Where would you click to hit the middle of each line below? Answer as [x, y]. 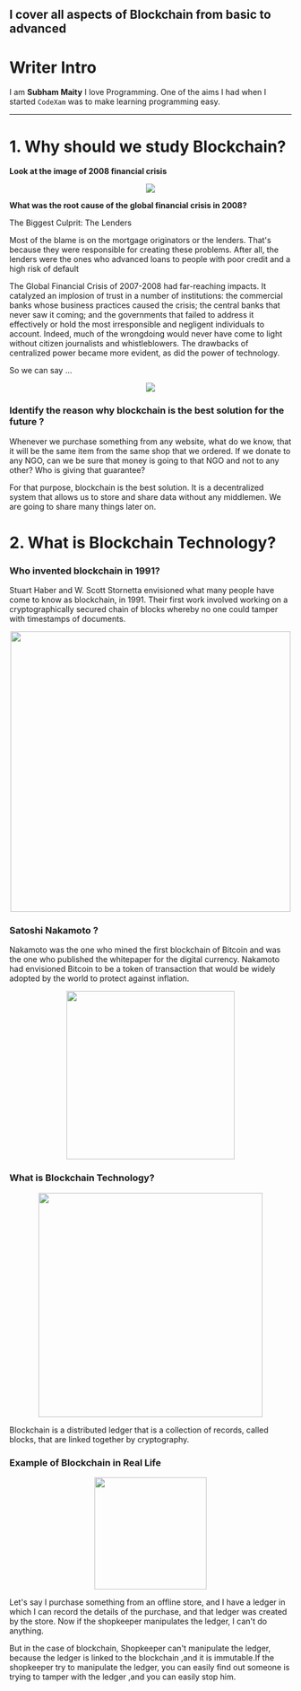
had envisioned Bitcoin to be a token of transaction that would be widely [142, 969]
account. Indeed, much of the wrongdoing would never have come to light [146, 334]
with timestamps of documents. [68, 619]
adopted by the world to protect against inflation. [99, 978]
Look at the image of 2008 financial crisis [88, 171]
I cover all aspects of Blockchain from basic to [140, 15]
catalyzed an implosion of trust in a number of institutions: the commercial [146, 296]
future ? [27, 422]
